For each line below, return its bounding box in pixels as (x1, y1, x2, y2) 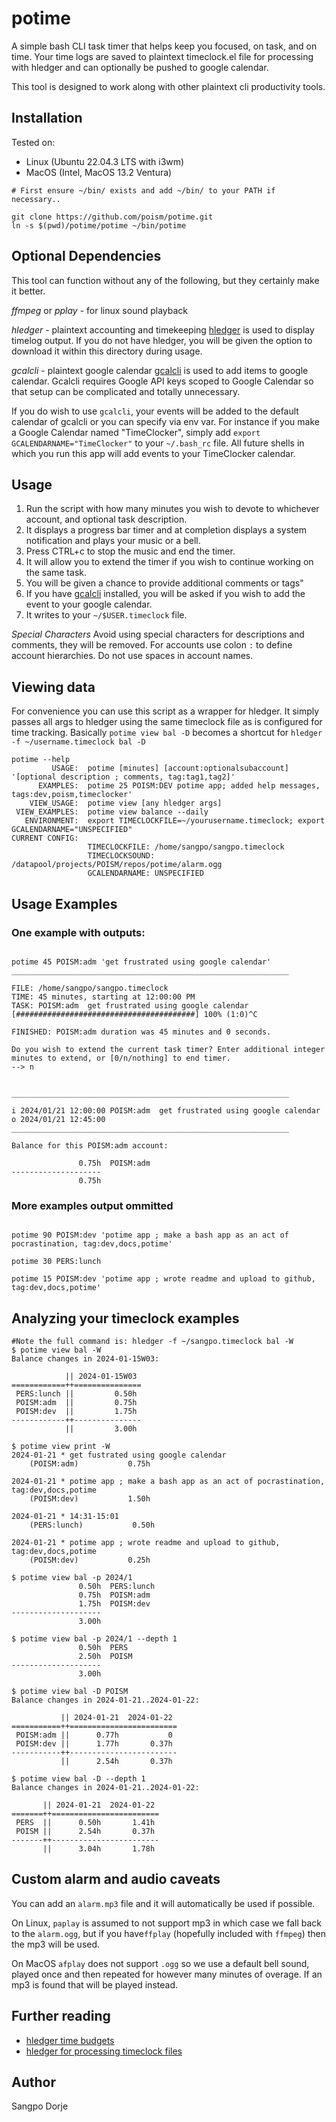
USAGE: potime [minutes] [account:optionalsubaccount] (51, 763, 289, 774)
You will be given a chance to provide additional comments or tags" (25, 577, 304, 589)
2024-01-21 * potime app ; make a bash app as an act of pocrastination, (11, 1476, 326, 1486)
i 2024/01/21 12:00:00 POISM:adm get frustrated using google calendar (11, 1105, 321, 1116)
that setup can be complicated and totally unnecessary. (11, 385, 241, 397)
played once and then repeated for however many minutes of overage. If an (11, 1968, 323, 1980)
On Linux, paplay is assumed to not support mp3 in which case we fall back (11, 1917, 322, 1929)
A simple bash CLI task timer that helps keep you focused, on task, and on (11, 40, 318, 52)
